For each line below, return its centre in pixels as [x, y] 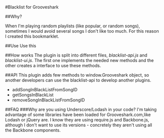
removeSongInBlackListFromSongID [48, 100]
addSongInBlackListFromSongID [45, 89]
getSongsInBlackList [33, 95]
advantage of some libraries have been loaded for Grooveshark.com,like [78, 115]
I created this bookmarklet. [32, 36]
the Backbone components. [33, 130]
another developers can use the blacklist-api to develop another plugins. [78, 80]
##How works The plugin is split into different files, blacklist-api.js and [76, 55]
